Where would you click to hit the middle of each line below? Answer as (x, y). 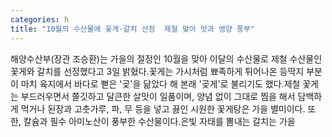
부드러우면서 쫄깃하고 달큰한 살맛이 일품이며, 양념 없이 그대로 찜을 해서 (158, 96)
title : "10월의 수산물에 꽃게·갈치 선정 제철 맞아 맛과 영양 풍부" (133, 29)
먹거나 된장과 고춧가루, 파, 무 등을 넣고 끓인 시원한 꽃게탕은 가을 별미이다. (163, 108)
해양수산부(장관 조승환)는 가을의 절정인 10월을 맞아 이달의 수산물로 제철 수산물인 (166, 58)
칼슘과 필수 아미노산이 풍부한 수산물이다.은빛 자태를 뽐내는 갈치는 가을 (159, 121)
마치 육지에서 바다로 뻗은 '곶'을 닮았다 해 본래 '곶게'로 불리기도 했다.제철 (160, 83)
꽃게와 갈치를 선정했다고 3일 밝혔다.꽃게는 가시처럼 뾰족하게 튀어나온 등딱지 (157, 71)
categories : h (40, 19)
